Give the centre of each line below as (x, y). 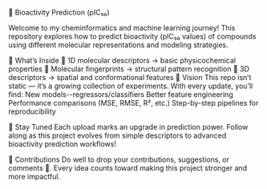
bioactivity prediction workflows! (62, 144)
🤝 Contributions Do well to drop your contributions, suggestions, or (119, 159)
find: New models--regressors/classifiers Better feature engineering (121, 94)
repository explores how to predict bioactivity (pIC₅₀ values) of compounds (132, 36)
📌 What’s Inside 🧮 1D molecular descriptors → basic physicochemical (122, 60)
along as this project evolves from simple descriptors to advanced (117, 135)
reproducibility (32, 111)
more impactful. (34, 177)
